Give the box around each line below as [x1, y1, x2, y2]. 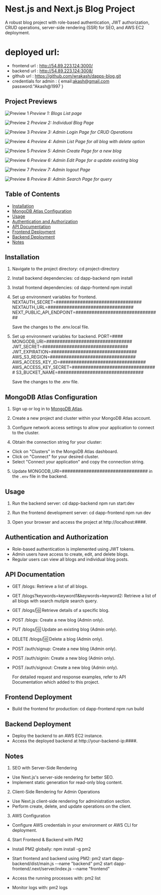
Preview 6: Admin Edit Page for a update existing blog [30, 157, 139, 163]
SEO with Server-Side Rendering [12, 765, 77, 770]
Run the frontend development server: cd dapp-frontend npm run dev [12, 510, 151, 515]
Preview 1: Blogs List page [29, 110, 82, 116]
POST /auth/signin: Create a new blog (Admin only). [12, 655, 116, 661]
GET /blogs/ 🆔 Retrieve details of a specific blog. [12, 607, 110, 613]
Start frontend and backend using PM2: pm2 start [12, 856, 111, 861]
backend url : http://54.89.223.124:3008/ [12, 68, 93, 74]
